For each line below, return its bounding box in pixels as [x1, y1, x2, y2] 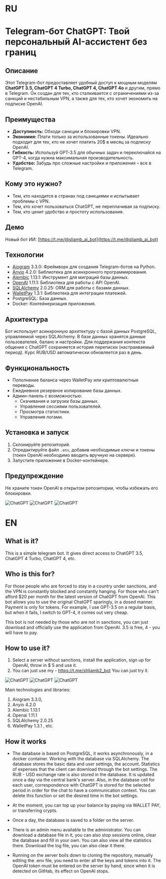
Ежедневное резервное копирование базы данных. [12, 388, 122, 394]
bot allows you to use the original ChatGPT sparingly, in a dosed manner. [5, 599, 154, 605]
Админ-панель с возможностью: [12, 393, 83, 399]
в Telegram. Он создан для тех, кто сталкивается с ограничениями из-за [5, 90, 160, 96]
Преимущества [5, 115, 56, 124]
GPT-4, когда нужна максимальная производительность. [12, 155, 134, 160]
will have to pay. [5, 629, 38, 636]
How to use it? [5, 644, 50, 652]
